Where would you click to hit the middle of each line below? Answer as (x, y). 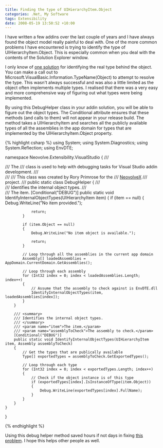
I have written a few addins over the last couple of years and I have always (80, 37)
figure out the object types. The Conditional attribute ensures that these (77, 113)
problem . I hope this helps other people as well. (53, 441)
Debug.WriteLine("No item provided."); (44, 203)
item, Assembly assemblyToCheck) (39, 344)
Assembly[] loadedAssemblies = (54, 259)
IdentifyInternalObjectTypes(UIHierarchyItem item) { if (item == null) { (75, 198)
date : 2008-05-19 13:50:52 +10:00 (40, 23)
